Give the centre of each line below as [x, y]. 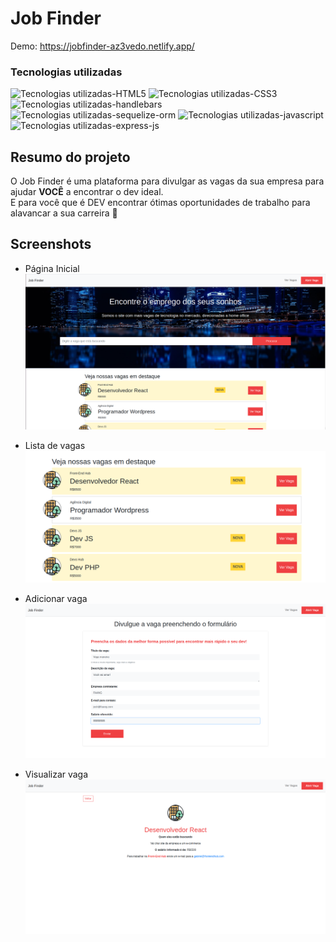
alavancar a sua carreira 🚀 [64, 213]
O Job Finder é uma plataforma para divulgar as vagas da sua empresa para [167, 181]
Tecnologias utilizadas [66, 72]
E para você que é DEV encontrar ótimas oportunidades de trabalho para [160, 203]
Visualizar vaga [56, 774]
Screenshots [51, 244]
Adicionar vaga [56, 598]
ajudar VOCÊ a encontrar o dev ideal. [87, 192]
